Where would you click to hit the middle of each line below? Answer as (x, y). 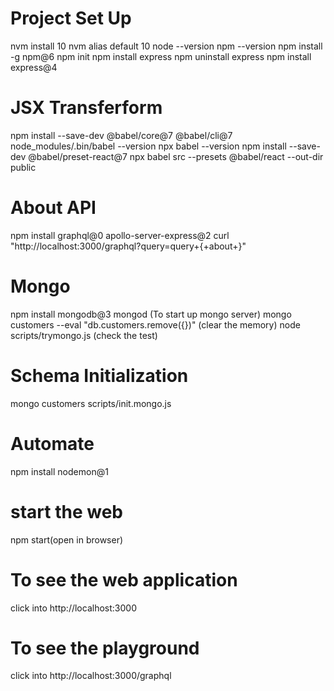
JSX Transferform (86, 108)
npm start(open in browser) (67, 539)
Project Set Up (71, 18)
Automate (52, 443)
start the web (66, 511)
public (23, 167)
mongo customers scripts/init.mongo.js (91, 403)
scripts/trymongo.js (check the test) (84, 335)
